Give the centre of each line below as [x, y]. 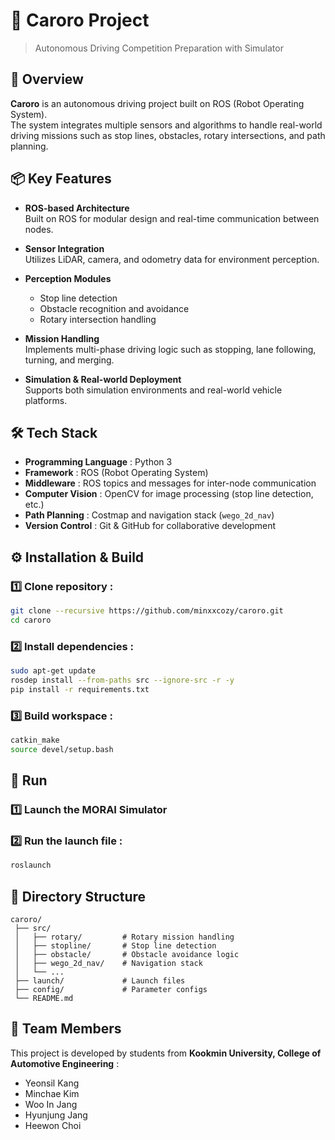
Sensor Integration [64, 248]
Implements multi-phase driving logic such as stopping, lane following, [170, 349]
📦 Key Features [61, 179]
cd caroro [31, 620]
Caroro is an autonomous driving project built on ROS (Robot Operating [157, 103]
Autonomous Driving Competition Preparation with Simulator [159, 48]
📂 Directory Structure [78, 896]
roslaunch [31, 865]
